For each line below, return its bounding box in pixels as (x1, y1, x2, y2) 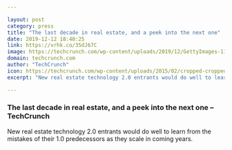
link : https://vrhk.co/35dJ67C (7, 42, 97, 49)
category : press (7, 22, 54, 30)
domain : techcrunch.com (7, 55, 76, 62)
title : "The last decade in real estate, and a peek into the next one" (7, 29, 221, 36)
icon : (7, 67, 23, 75)
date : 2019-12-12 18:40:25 (7, 35, 85, 42)
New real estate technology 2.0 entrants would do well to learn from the (7, 127, 212, 135)
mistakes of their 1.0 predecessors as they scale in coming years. (7, 134, 193, 142)
